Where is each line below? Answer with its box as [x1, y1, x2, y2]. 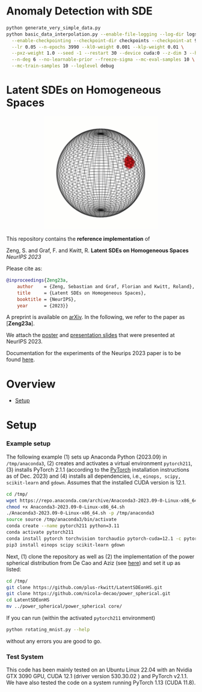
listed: [6, 566, 22, 573]
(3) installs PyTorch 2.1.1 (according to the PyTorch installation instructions [6, 466, 189, 473]
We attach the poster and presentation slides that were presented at [6, 332, 175, 339]
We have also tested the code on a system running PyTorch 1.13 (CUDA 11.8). [6, 679, 196, 687]
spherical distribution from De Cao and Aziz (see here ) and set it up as [6, 559, 181, 566]
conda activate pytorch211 [6, 530, 74, 536]
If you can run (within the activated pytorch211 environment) [6, 614, 156, 622]
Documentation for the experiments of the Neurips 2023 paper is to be [6, 350, 182, 357]
